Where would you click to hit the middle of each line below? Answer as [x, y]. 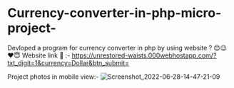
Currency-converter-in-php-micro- [115, 13]
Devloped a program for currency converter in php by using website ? [110, 48]
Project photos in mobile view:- [53, 77]
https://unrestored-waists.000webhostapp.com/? [144, 55]
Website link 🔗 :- [46, 55]
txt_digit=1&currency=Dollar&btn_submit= [68, 62]
